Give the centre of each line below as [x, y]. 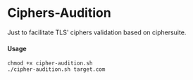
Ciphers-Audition [59, 13]
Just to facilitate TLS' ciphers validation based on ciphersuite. [97, 32]
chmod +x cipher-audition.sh [50, 64]
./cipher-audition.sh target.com [56, 69]
